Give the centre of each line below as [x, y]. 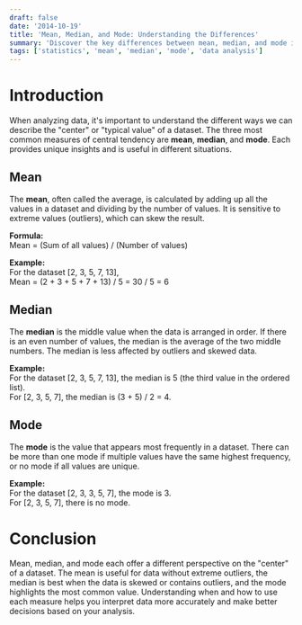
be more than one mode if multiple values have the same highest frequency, [150, 456]
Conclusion [53, 538]
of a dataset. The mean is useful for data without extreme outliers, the [138, 573]
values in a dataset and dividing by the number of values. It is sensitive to [145, 209]
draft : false [34, 18]
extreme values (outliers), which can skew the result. [107, 218]
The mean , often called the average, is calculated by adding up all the [138, 199]
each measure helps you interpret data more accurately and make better [143, 602]
